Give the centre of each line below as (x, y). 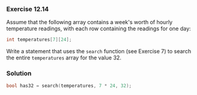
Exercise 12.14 (28, 9)
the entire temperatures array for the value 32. (64, 58)
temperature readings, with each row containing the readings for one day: (99, 28)
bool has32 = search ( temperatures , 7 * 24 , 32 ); (69, 86)
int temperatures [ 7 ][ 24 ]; (39, 40)
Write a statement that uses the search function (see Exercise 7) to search (99, 51)
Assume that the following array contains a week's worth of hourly (89, 22)
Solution (19, 73)
